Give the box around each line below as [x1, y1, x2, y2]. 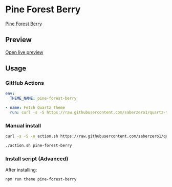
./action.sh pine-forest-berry [5, 143, 72, 148]
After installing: [5, 167, 37, 173]
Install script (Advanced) [5, 155, 69, 162]
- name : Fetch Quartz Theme [5, 105, 66, 110]
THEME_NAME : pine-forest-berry [10, 96, 77, 101]
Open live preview [5, 49, 44, 55]
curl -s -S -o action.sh [5, 134, 58, 139]
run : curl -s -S [10, 110, 45, 115]
